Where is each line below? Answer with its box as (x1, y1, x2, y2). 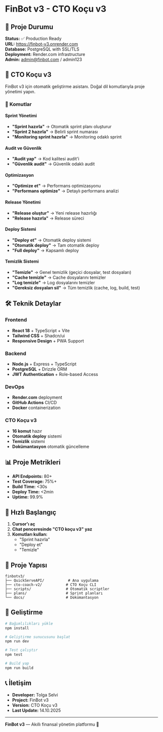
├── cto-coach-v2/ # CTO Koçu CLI (5, 582, 97, 587)
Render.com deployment (12, 394, 63, 400)
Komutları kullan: (12, 531, 48, 537)
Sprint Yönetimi (5, 113, 37, 119)
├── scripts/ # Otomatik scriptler (5, 586, 110, 591)
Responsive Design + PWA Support (12, 338, 84, 343)
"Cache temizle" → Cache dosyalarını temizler (12, 274, 106, 280)
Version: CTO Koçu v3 (12, 702, 58, 708)
